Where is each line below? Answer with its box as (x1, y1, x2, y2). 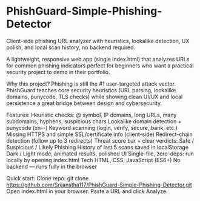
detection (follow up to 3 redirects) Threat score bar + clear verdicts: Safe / (6, 137, 194, 144)
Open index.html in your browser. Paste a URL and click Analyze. (6, 187, 168, 195)
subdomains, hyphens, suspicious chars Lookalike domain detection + (6, 117, 182, 125)
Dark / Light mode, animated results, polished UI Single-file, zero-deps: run (6, 150, 194, 157)
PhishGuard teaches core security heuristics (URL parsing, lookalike (6, 86, 176, 94)
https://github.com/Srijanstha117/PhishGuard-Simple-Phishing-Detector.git (6, 181, 192, 188)
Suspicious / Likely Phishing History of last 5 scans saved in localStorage (6, 143, 189, 151)
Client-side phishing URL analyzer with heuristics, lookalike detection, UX (6, 37, 190, 44)
